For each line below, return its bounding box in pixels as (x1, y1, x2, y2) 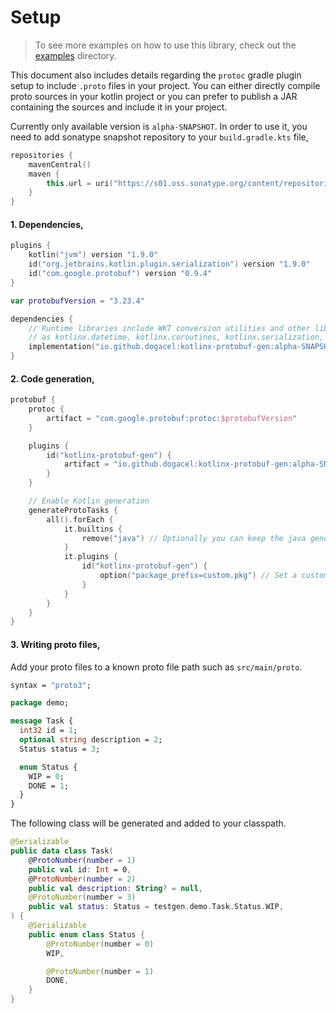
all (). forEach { (46, 514, 114, 525)
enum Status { (19, 762, 78, 772)
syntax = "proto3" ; (10, 680, 92, 690)
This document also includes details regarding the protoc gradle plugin (10, 69, 302, 81)
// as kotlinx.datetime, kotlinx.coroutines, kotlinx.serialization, (28, 332, 325, 343)
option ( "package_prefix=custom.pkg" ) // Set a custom (99, 571, 329, 581)
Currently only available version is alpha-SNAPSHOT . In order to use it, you (10, 120, 308, 132)
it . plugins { (63, 552, 118, 562)
